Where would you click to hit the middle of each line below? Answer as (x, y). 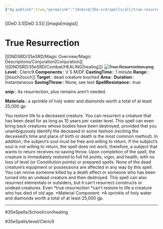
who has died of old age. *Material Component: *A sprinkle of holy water (78, 193)
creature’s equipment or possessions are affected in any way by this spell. (79, 167)
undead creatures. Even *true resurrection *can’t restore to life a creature (78, 188)
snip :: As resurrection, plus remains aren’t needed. (56, 91)
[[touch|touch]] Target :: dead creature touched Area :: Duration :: (70, 77)
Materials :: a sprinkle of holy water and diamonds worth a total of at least (78, 101)
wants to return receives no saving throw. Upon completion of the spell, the (80, 151)
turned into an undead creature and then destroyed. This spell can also (76, 177)
